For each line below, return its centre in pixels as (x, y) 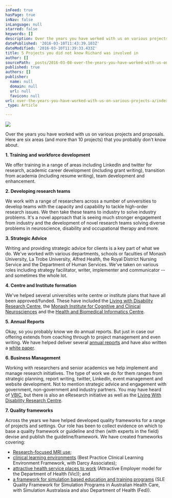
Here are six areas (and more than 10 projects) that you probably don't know (86, 140)
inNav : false (19, 19)
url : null (20, 91)
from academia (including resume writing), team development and (75, 176)
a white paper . (20, 348)
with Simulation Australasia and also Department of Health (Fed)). (82, 490)
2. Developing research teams (38, 191)
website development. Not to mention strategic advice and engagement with (86, 384)
